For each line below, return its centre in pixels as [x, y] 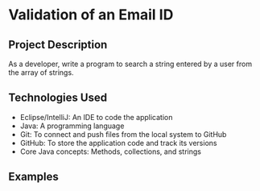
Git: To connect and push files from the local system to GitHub [123, 134]
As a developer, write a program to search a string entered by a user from [130, 64]
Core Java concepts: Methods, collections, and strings [110, 152]
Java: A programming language [72, 126]
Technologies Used [58, 98]
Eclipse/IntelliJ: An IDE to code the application [96, 117]
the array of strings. [41, 73]
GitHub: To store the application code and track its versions [118, 143]
